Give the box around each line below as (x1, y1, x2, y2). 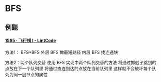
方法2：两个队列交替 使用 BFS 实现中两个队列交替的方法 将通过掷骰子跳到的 (5, 59, 157, 65)
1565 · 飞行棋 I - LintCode (5, 38, 56, 43)
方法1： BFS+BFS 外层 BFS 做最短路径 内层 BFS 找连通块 (5, 49, 118, 55)
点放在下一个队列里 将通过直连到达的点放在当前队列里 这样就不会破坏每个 (5, 66, 152, 71)
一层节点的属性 (17, 71, 48, 77)
